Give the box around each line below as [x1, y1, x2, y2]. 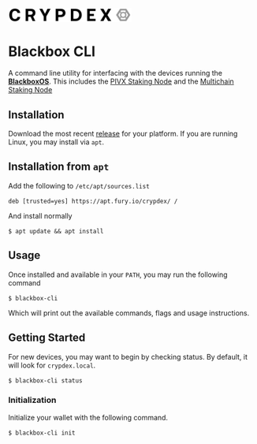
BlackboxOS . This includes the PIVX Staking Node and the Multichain [8, 76, 234, 86]
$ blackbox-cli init [8, 429, 76, 437]
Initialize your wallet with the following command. [8, 412, 168, 422]
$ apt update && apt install [8, 227, 104, 235]
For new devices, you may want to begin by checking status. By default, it [8, 352, 248, 361]
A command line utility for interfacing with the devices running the [8, 69, 223, 78]
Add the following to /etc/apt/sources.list [8, 181, 150, 190]
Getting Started [8, 331, 86, 345]
